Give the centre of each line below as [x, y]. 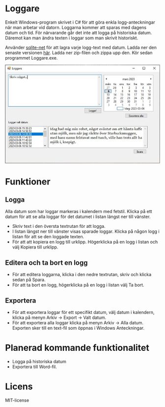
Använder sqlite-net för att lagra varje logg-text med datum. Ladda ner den [81, 47]
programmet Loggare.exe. [31, 58]
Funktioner [28, 181]
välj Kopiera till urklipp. [35, 247]
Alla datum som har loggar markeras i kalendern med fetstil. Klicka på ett [79, 212]
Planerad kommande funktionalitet [77, 348]
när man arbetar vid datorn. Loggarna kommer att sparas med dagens [76, 27]
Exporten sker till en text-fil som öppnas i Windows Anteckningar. [78, 328]
